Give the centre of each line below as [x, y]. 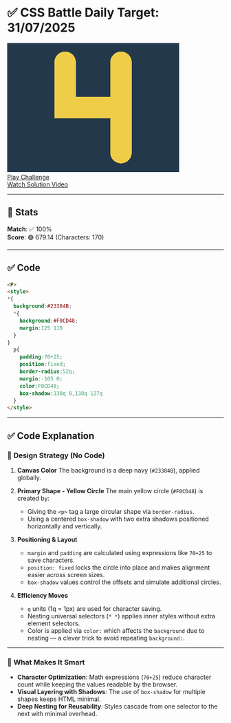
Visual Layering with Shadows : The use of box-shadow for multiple [111, 692]
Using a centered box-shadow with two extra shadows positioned [118, 519]
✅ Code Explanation [51, 436]
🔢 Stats [23, 212]
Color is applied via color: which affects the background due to [116, 630]
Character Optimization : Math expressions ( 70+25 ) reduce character [114, 677]
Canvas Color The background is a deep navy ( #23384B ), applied [109, 470]
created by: [33, 498]
